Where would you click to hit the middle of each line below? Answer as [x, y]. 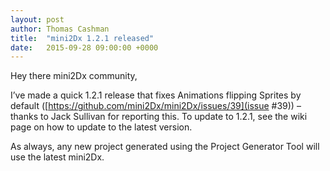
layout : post [37, 19]
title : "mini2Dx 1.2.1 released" [82, 38]
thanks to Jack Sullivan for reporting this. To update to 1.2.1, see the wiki [159, 117]
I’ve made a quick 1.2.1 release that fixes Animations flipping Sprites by [156, 95]
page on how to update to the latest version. [101, 127]
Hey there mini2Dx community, [74, 76]
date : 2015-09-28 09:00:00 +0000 [84, 47]
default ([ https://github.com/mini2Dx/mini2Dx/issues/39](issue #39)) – [156, 106]
